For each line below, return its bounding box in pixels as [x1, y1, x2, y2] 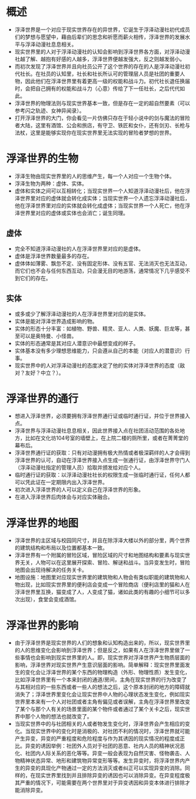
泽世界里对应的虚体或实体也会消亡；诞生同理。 [14, 209, 128, 216]
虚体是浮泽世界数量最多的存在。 [14, 252, 92, 259]
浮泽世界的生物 [6, 152, 79, 166]
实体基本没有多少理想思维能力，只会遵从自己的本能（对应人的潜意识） [14, 347, 185, 354]
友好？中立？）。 [25, 369, 64, 376]
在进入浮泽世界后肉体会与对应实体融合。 [14, 493, 113, 501]
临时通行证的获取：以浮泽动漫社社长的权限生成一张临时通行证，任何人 [14, 471, 185, 478]
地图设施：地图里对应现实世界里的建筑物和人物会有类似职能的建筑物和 [14, 574, 185, 581]
